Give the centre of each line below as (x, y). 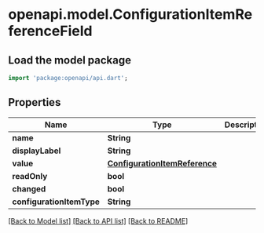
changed (29, 188)
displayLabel (37, 151)
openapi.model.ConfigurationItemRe (130, 15)
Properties (35, 102)
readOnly (30, 176)
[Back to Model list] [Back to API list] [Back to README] (98, 220)
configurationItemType (56, 202)
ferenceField (50, 31)
